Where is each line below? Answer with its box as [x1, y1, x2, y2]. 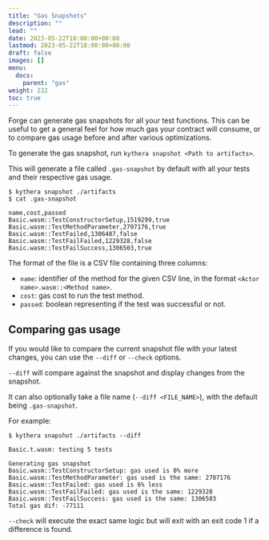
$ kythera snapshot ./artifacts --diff [8, 432, 142, 440]
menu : [8, 64, 26, 72]
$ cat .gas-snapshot [8, 195, 78, 203]
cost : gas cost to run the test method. [19, 290, 144, 301]
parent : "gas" [22, 79, 70, 87]
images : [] [8, 57, 45, 65]
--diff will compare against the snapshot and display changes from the [8, 368, 246, 378]
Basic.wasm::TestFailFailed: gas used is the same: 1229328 [8, 488, 214, 496]
